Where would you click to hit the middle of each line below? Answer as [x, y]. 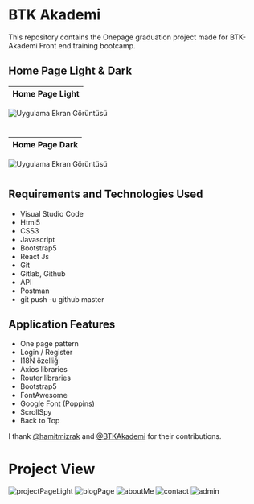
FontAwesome [44, 395]
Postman [35, 291]
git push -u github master [62, 299]
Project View [52, 469]
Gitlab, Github [43, 273]
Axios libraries [44, 370]
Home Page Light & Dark [70, 71]
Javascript [37, 239]
